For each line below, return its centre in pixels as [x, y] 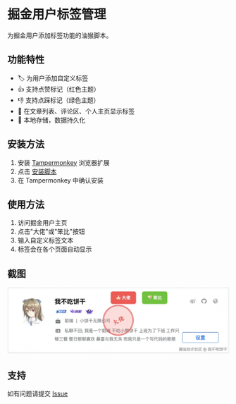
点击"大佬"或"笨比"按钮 [51, 232]
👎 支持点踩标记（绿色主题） [58, 100]
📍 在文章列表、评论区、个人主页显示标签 [76, 111]
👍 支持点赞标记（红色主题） [58, 89]
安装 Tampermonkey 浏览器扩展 [64, 162]
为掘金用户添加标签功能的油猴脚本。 [60, 35]
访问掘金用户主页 [42, 223]
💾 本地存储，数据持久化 [51, 120]
